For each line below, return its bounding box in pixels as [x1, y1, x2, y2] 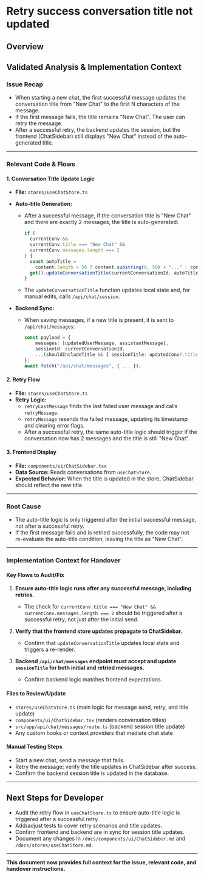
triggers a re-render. [24, 646, 75, 653]
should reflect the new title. [15, 481, 84, 488]
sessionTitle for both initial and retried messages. [15, 664, 144, 672]
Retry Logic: [15, 396, 47, 403]
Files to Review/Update [6, 689, 66, 697]
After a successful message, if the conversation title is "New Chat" [24, 212, 191, 219]
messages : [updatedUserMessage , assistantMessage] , [35, 340, 169, 347]
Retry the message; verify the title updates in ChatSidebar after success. [15, 763, 197, 770]
